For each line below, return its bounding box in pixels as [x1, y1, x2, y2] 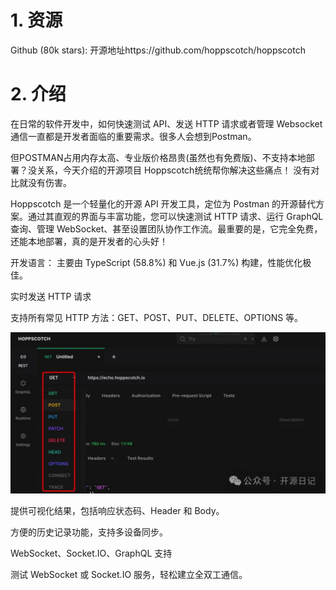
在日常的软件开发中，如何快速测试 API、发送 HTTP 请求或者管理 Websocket [10, 117, 323, 130]
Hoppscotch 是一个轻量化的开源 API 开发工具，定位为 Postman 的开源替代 [10, 197, 317, 210]
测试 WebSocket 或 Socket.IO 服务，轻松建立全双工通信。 [10, 569, 248, 581]
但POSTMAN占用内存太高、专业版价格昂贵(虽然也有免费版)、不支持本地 [10, 151, 307, 163]
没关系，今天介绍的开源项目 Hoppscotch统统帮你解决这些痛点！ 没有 [27, 164, 312, 176]
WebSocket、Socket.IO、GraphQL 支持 [10, 547, 173, 560]
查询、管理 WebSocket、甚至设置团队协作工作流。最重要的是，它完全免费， [10, 222, 323, 235]
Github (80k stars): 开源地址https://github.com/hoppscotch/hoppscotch [10, 44, 306, 56]
